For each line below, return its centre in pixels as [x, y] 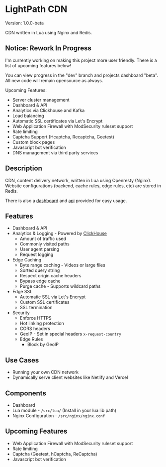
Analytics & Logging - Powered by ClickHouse [59, 233]
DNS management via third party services [55, 152]
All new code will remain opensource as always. [54, 80]
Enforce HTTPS [36, 318]
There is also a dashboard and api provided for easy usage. [66, 201]
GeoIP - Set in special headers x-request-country [71, 334]
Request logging [37, 254]
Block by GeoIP [43, 345]
